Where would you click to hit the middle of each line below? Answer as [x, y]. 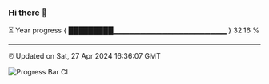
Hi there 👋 [28, 13]
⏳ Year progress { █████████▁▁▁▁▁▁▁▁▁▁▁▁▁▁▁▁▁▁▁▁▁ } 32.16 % [134, 30]
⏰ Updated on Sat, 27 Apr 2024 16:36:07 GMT [85, 56]
